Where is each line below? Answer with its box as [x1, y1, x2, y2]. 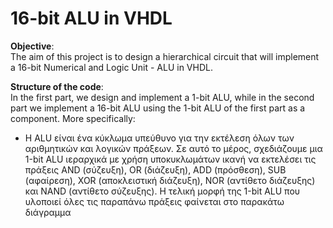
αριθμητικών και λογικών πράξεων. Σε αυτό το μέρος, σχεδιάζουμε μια [24, 142, 323, 154]
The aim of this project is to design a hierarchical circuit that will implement [10, 50, 320, 62]
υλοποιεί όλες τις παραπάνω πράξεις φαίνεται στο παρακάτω [24, 195, 285, 207]
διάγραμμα [24, 206, 72, 218]
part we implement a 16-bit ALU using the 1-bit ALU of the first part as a [10, 102, 306, 114]
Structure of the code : [10, 80, 104, 92]
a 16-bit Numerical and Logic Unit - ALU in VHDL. [10, 61, 213, 73]
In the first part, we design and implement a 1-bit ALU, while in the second [10, 91, 315, 103]
